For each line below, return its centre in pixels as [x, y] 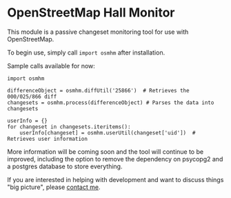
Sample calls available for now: [51, 66]
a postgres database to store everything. [65, 166]
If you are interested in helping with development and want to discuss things [115, 179]
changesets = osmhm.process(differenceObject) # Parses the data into [111, 102]
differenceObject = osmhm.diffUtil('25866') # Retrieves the [98, 90]
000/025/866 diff [32, 97]
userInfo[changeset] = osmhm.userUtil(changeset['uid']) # [108, 132]
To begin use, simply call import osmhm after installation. [86, 52]
